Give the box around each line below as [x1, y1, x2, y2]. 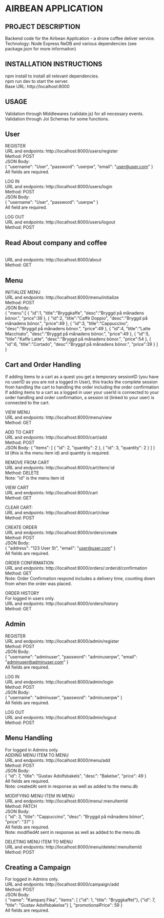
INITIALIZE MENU [5, 290, 41, 295]
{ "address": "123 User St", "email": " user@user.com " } [5, 545, 116, 551]
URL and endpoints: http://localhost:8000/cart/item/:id [5, 464, 115, 470]
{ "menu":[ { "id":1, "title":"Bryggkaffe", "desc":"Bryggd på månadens [5, 310, 144, 316]
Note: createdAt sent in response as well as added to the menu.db [5, 783, 138, 789]
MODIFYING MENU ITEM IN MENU [5, 793, 75, 798]
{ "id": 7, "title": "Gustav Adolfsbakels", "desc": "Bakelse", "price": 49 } [5, 773, 147, 779]
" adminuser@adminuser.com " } [5, 659, 69, 665]
